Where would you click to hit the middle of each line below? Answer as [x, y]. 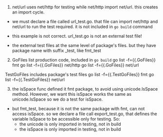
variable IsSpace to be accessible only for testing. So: [66, 119]
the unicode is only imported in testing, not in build [70, 124]
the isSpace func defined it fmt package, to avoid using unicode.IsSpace [85, 89]
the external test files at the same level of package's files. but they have [84, 45]
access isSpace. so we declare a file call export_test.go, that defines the [84, 114]
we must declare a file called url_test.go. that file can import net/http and [85, 22]
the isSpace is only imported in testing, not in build [70, 129]
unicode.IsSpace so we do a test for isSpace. [57, 99]
